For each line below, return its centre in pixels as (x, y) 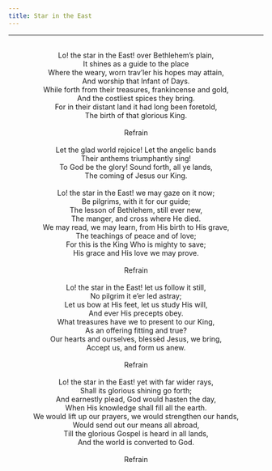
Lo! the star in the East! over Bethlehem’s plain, (136, 55)
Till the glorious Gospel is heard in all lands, (136, 433)
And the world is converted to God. (136, 442)
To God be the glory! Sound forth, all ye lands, (136, 167)
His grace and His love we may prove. (136, 252)
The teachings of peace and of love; (136, 235)
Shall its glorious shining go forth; (136, 390)
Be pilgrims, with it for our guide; (136, 201)
